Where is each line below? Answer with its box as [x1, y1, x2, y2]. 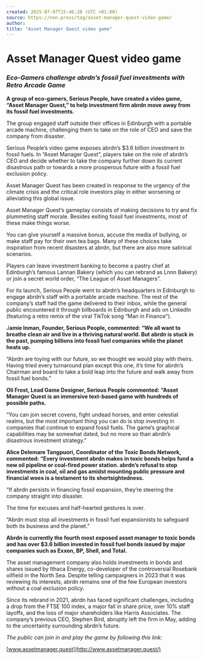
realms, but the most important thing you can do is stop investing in [6, 417, 175, 424]
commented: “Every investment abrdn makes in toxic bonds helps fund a [6, 455, 194, 462]
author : [6, 20, 26, 26]
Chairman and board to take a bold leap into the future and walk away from [6, 368, 194, 375]
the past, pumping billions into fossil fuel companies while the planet [6, 337, 184, 344]
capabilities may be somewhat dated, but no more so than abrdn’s [6, 430, 171, 437]
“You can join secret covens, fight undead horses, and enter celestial [6, 410, 179, 418]
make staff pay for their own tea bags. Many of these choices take [6, 237, 172, 244]
